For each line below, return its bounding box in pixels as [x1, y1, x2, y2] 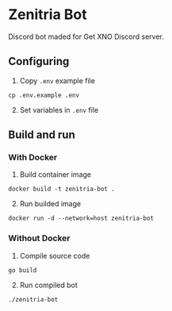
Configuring [8, 55, 70, 68]
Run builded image [19, 199, 82, 209]
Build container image [19, 170, 91, 179]
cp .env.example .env [8, 91, 80, 99]
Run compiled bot [19, 280, 78, 290]
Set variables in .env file [19, 105, 99, 114]
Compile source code [19, 251, 90, 260]
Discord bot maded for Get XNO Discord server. [8, 32, 164, 41]
